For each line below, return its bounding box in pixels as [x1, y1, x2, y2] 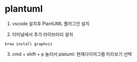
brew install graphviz [5, 41, 53, 46]
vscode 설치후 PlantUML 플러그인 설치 [12, 20, 89, 26]
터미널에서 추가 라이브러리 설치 [12, 31, 73, 37]
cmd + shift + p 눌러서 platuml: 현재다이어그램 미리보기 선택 [12, 51, 132, 57]
